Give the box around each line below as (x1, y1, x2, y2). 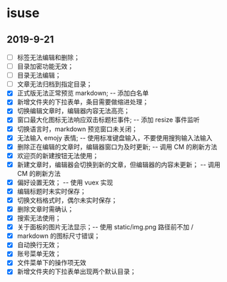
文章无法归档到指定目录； (16, 80, 93, 88)
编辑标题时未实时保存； (16, 187, 86, 195)
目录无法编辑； (16, 71, 61, 80)
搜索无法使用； (16, 214, 61, 222)
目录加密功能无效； (16, 62, 74, 70)
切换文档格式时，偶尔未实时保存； (16, 196, 118, 204)
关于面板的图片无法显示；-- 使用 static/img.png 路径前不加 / (16, 223, 194, 231)
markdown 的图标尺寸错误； (16, 231, 101, 240)
